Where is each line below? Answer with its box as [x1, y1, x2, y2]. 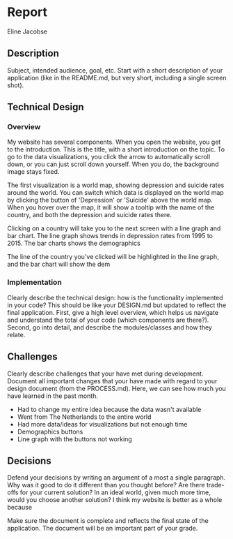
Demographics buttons [17, 427, 83, 436]
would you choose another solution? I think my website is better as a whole [7, 496, 223, 504]
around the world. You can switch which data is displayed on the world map [7, 189, 224, 197]
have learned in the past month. [7, 392, 99, 400]
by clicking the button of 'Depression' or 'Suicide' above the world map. [7, 196, 214, 205]
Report [7, 4, 47, 20]
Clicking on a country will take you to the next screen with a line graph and [7, 224, 221, 232]
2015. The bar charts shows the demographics [7, 239, 140, 248]
